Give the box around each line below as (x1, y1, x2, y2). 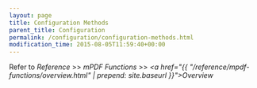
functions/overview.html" (9, 71, 91, 80)
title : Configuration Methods (9, 19, 109, 27)
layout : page (9, 11, 52, 20)
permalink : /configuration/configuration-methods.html (9, 33, 194, 42)
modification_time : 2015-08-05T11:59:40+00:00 (9, 41, 166, 49)
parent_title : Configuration (9, 26, 105, 34)
